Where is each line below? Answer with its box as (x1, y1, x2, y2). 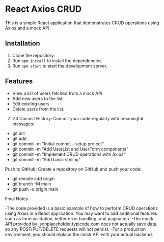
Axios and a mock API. (5, 25, 51, 31)
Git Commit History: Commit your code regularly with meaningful (12, 115, 143, 121)
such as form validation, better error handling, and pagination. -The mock (5, 215, 154, 221)
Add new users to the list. (12, 95, 64, 102)
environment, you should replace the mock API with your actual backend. (5, 231, 153, 237)
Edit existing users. (12, 101, 51, 106)
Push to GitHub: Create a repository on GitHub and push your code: (5, 166, 142, 172)
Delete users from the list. (12, 106, 65, 112)
